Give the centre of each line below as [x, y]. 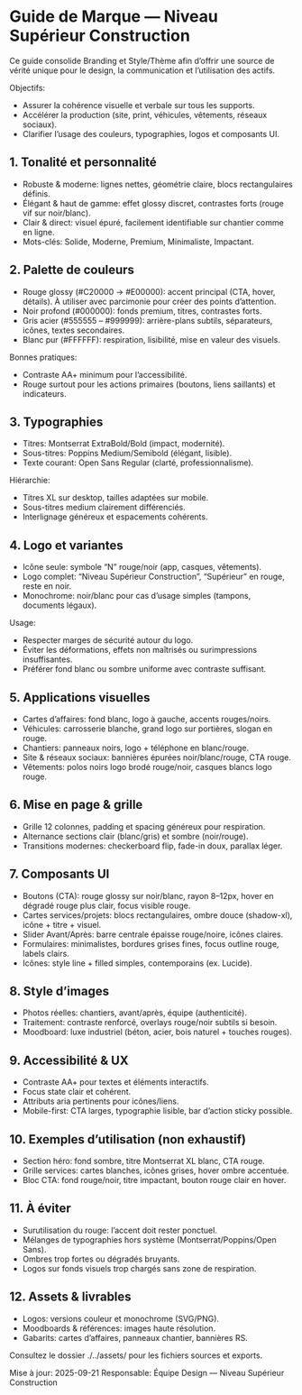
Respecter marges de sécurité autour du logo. [108, 640]
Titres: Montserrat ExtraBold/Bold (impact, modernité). [124, 444]
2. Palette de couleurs [72, 270]
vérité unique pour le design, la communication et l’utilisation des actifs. [142, 70]
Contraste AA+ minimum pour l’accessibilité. [105, 374]
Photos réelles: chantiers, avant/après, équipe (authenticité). [135, 1013]
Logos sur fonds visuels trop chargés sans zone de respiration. [139, 1268]
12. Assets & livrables [71, 1297]
